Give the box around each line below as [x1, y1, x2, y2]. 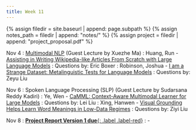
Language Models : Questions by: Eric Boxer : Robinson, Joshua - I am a [6, 62, 184, 69]
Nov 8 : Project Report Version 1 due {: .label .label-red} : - [6, 117, 151, 124]
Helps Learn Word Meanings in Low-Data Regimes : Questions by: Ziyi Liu [6, 105, 188, 112]
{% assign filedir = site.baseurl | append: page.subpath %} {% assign [6, 25, 177, 32]
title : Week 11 [6, 8, 44, 15]
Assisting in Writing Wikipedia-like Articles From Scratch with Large [6, 55, 172, 63]
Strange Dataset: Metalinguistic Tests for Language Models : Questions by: [6, 68, 191, 75]
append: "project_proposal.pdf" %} [6, 38, 93, 45]
